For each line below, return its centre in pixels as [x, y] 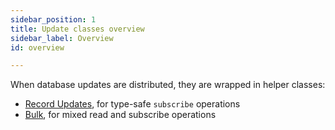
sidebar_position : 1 [53, 19]
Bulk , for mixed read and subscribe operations [120, 115]
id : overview [37, 47]
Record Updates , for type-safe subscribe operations [132, 104]
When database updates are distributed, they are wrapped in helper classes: [168, 85]
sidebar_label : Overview [62, 38]
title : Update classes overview [77, 29]
